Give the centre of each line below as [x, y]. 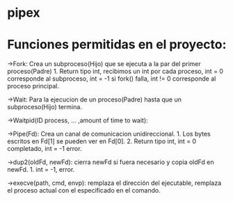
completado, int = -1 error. [45, 149]
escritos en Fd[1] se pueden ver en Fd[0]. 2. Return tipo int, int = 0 [102, 141]
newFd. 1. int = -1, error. [41, 170]
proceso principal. [33, 86]
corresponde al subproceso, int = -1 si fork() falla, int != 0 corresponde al [112, 79]
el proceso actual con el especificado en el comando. [84, 191]
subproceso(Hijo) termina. [45, 107]
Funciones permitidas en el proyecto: [117, 45]
